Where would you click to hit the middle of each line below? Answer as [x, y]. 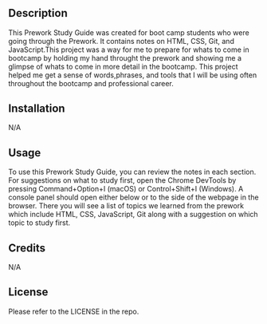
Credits [27, 248]
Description [38, 13]
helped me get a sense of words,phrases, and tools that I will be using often [133, 75]
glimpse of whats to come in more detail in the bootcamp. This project [123, 66]
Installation [37, 109]
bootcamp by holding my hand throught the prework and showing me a [125, 57]
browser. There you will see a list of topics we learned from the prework [126, 206]
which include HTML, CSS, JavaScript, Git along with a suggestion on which [133, 215]
